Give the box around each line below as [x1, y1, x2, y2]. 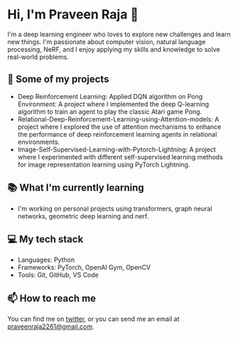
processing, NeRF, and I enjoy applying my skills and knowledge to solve [7, 45, 220, 53]
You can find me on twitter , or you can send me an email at [7, 315, 180, 323]
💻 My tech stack [7, 233, 84, 245]
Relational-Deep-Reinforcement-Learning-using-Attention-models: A [17, 115, 220, 123]
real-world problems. [7, 53, 69, 61]
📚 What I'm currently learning [7, 181, 144, 194]
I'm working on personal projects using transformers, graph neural [17, 204, 212, 213]
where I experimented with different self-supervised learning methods [17, 152, 224, 161]
